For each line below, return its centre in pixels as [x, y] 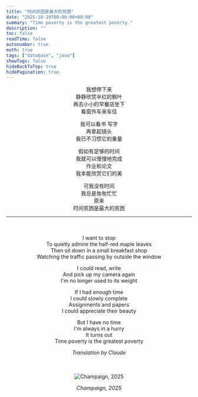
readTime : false [26, 39]
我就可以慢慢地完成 [99, 159]
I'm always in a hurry [99, 329]
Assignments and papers [99, 305]
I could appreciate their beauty [99, 311]
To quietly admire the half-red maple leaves [99, 244]
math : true [19, 50]
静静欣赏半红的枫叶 [99, 97]
